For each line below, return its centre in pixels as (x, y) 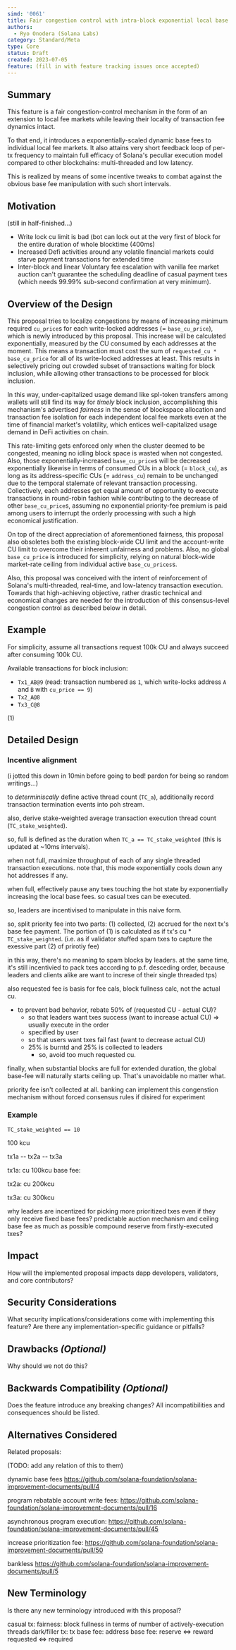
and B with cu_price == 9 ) (55, 689)
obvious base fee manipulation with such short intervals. (89, 184)
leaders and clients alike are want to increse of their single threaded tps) (112, 974)
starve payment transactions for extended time (86, 259)
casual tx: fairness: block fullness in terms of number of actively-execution (116, 1624)
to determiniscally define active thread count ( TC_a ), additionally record (111, 797)
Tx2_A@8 (29, 697)
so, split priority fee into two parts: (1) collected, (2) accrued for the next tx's (118, 924)
